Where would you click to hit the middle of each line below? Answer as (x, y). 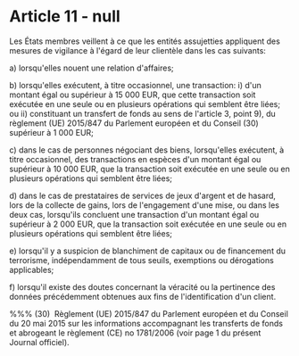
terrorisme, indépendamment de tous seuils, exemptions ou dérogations (141, 260)
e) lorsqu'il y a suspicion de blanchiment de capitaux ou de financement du (148, 251)
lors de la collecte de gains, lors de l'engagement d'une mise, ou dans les (144, 205)
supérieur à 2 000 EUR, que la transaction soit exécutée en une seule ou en (148, 224)
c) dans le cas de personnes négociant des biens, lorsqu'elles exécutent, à (147, 150)
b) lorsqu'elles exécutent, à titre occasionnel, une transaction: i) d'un (135, 85)
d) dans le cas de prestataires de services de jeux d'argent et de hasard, (143, 195)
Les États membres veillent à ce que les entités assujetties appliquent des (145, 41)
